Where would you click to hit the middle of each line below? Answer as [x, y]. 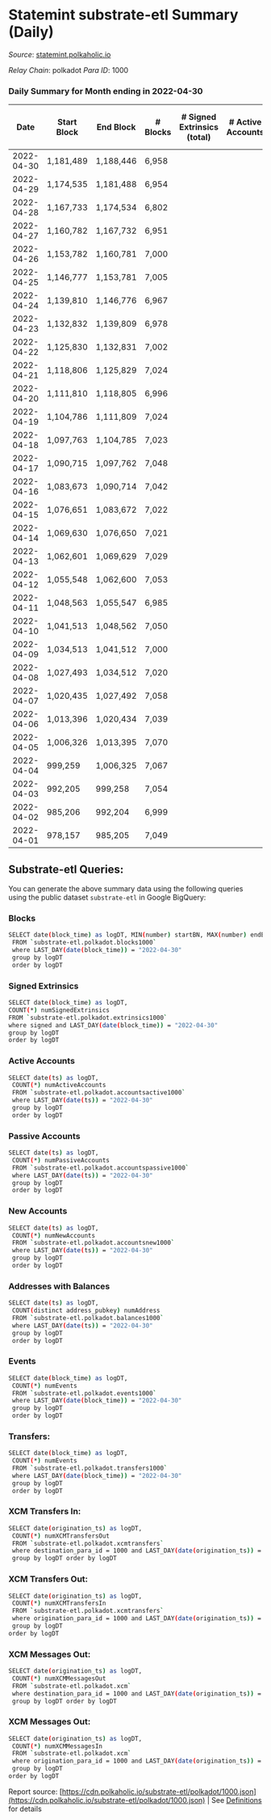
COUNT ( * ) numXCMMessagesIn [57, 1746]
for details [25, 1809]
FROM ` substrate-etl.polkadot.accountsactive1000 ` [98, 1093]
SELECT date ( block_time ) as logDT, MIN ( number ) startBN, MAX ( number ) [128, 935]
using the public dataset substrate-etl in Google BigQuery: [107, 897]
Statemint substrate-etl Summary [123, 15]
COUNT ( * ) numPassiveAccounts [61, 1160]
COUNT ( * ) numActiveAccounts [59, 1086]
